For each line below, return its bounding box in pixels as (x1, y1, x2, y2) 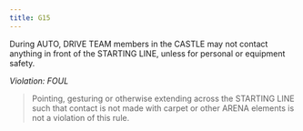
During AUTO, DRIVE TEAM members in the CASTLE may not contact (9, 38, 268, 49)
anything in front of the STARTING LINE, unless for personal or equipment (9, 47, 286, 59)
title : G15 (9, 13, 51, 23)
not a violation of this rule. (31, 112, 130, 123)
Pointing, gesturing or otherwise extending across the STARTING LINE (31, 93, 296, 104)
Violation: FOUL (9, 75, 69, 86)
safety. (9, 57, 35, 68)
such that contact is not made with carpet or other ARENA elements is (31, 102, 295, 114)
